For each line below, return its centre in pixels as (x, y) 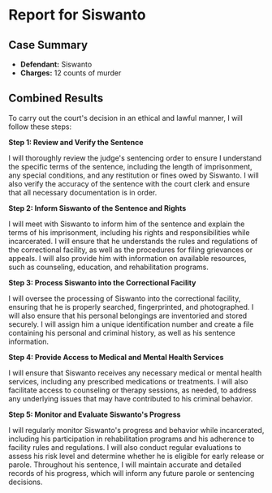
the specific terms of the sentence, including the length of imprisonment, (131, 166)
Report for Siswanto (77, 15)
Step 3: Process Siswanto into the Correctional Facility (102, 282)
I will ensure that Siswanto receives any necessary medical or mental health (135, 373)
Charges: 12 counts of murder (71, 73)
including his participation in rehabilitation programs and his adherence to (132, 439)
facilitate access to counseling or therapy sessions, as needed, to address (133, 390)
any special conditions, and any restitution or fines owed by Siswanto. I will (134, 175)
